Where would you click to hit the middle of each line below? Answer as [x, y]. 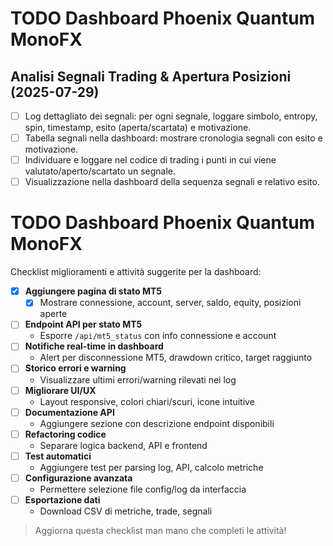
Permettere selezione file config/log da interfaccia [143, 489]
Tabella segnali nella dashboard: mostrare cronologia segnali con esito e [173, 138]
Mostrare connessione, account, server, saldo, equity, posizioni [170, 303]
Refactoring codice [65, 434]
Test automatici [58, 456]
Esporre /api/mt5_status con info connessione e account [158, 336]
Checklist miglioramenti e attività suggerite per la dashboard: [136, 272]
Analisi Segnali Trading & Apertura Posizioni [151, 76]
